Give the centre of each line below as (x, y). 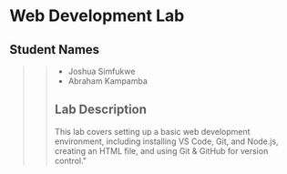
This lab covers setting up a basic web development (152, 131)
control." (71, 160)
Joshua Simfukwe (102, 71)
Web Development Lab (97, 16)
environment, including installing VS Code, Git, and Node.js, (167, 141)
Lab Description (101, 110)
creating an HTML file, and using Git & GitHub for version (161, 150)
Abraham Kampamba (108, 81)
